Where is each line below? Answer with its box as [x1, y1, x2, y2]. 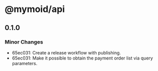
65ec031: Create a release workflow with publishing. [12, 49, 121, 55]
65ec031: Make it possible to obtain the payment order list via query [12, 55, 153, 61]
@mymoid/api [5, 3, 65, 15]
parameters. [12, 60, 38, 66]
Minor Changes [5, 38, 43, 45]
